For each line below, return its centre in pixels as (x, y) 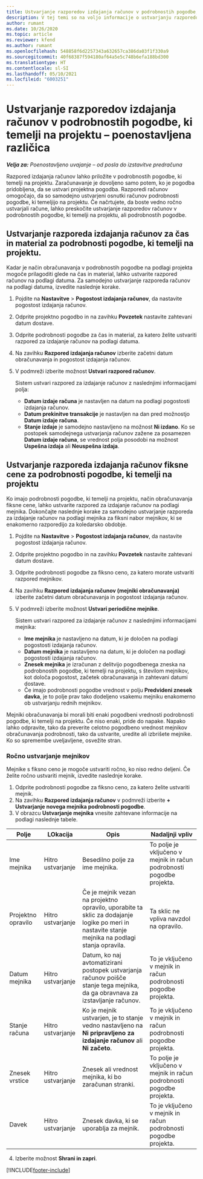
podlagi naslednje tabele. (46, 819)
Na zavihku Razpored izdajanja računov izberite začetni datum (94, 353)
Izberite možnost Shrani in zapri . (56, 1158)
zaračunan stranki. (108, 1084)
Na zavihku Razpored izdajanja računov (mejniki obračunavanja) (97, 590)
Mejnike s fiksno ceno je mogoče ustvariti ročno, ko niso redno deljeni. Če (98, 769)
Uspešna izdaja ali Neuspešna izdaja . (72, 446)
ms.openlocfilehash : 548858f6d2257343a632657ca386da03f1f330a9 (88, 51)
